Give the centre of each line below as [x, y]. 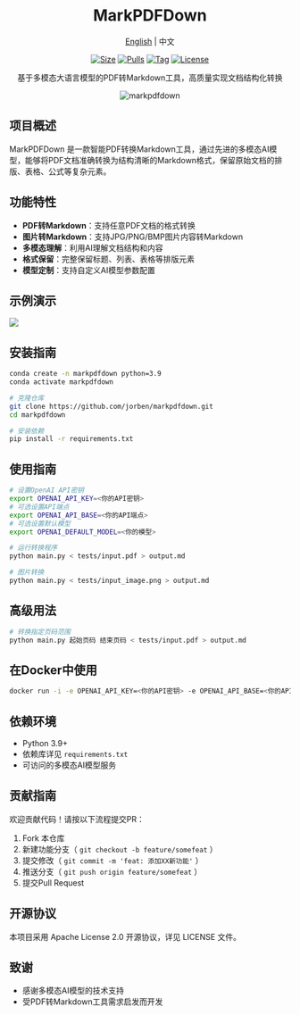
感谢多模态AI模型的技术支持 [73, 991]
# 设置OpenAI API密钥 [47, 491]
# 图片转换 [27, 572]
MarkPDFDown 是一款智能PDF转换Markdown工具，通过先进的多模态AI [139, 149]
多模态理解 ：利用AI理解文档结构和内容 [92, 247]
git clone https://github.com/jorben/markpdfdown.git [112, 406]
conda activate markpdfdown [62, 382]
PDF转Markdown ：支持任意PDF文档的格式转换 [109, 225]
